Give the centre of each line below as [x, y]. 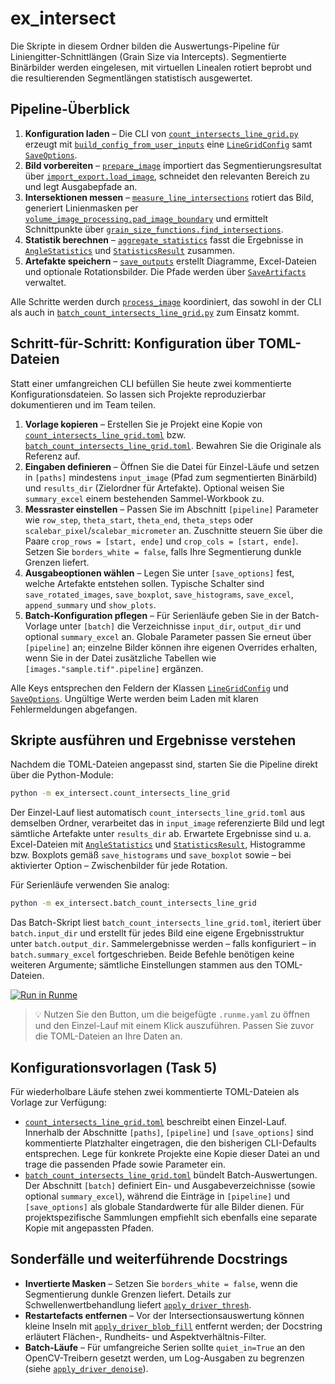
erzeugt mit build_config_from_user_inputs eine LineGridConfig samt [168, 144]
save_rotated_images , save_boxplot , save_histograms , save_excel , [159, 594]
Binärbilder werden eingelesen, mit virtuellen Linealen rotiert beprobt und [161, 67]
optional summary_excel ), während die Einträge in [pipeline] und [157, 1196]
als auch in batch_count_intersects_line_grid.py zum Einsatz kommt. [155, 312]
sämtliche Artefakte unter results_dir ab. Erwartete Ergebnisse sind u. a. [161, 834]
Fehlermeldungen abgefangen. [74, 709]
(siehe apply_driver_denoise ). [86, 1368]
